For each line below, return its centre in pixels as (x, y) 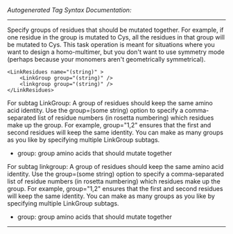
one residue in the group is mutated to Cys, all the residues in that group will (116, 37)
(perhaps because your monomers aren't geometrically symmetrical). (106, 59)
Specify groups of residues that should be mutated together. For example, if (115, 30)
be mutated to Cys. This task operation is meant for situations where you (111, 45)
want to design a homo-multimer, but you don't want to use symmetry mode (116, 52)
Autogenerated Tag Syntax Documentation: (69, 10)
